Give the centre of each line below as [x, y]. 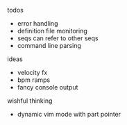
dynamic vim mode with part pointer [69, 114]
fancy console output [48, 87]
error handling [37, 23]
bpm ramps [34, 80]
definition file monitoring [52, 31]
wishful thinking [30, 101]
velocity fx [32, 73]
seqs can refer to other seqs [58, 38]
